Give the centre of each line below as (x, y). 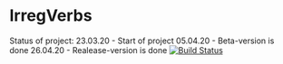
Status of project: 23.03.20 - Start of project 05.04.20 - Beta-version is (142, 41)
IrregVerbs (51, 16)
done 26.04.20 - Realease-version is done (88, 50)
